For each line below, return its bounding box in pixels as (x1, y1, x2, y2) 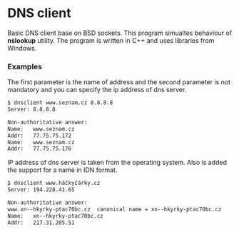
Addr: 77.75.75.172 (7, 132, 72, 139)
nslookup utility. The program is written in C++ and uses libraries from (7, 36, 215, 44)
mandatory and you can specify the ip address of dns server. (7, 86, 187, 94)
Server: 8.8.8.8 (7, 106, 56, 114)
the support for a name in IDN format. (7, 166, 118, 174)
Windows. (7, 44, 37, 52)
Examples (7, 61, 43, 71)
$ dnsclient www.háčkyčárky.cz (7, 180, 101, 187)
